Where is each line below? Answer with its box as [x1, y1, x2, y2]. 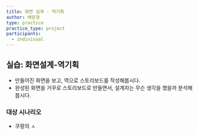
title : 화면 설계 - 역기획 [6, 8, 64, 15]
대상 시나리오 [6, 108, 42, 116]
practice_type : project [6, 25, 65, 32]
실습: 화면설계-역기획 [6, 60, 79, 70]
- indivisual [11, 36, 44, 42]
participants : [6, 31, 42, 37]
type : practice [6, 20, 44, 26]
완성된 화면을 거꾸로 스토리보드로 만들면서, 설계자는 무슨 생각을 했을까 [14, 84, 177, 91]
